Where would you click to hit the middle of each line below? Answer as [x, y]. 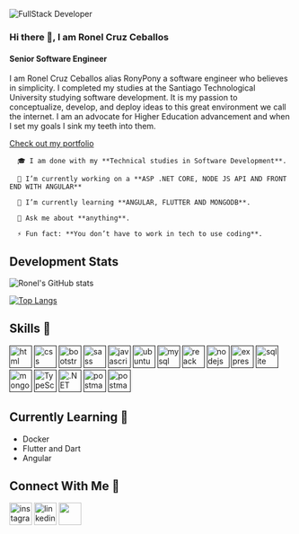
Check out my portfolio [52, 144]
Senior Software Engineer [58, 58]
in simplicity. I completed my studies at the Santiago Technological [132, 88]
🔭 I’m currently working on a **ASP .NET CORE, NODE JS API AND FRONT [152, 179]
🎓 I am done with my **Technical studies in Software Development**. [152, 162]
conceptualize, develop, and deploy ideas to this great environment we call [148, 107]
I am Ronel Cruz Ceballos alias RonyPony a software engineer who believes [149, 79]
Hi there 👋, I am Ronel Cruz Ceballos [89, 37]
